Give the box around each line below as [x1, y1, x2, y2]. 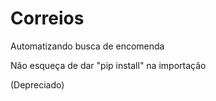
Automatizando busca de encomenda [10, 40, 165, 52]
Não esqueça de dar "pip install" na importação [10, 59, 207, 71]
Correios [10, 7, 85, 30]
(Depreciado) [10, 78, 65, 91]
